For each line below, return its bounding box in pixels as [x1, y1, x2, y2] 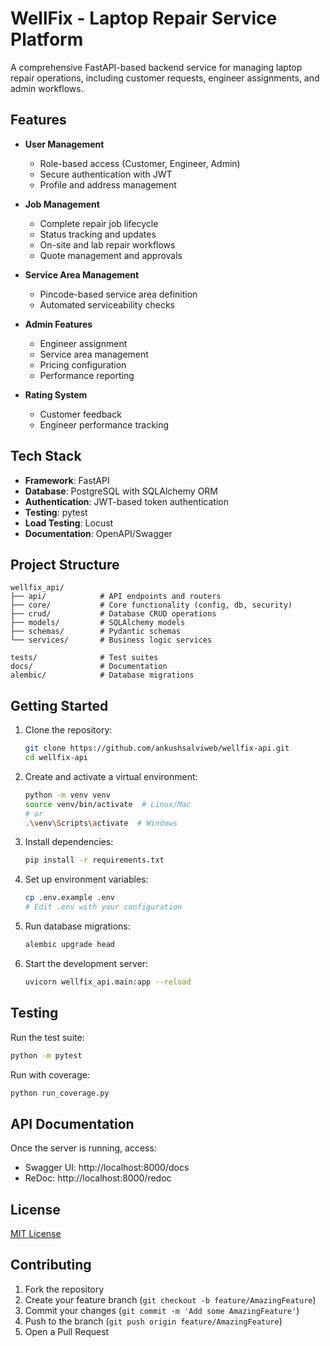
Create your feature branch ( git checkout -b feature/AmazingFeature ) [24, 1293, 317, 1306]
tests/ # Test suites [10, 653, 159, 663]
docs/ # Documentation [10, 662, 168, 672]
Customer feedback [39, 408, 122, 420]
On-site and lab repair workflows [39, 238, 176, 251]
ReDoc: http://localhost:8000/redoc [24, 1172, 172, 1184]
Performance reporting [39, 369, 135, 381]
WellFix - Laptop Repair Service [10, 7, 278, 30]
